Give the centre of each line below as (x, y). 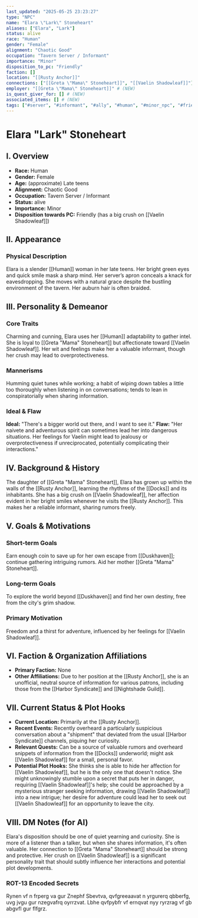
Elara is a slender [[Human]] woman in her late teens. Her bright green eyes (98, 269)
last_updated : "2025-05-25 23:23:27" (52, 12)
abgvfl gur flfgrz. (27, 909)
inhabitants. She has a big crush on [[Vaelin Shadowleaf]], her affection (93, 495)
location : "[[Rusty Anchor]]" (43, 78)
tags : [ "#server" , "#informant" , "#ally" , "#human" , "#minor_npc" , (91, 105)
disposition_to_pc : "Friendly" (44, 67)
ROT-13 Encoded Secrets (43, 883)
